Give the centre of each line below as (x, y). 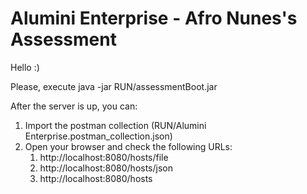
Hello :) (25, 67)
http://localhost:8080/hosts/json (106, 168)
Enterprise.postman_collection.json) (98, 136)
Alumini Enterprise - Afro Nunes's (154, 18)
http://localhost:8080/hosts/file (104, 157)
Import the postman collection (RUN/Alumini (115, 125)
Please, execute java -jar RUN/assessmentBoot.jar (114, 86)
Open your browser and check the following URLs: (128, 146)
